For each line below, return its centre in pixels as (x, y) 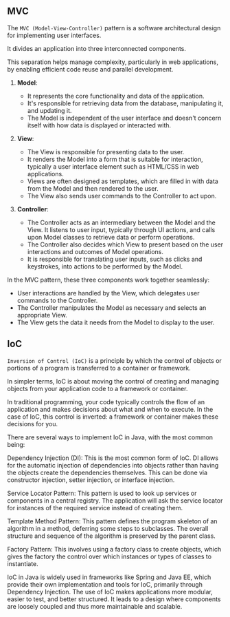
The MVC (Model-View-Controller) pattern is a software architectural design (114, 28)
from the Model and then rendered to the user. (93, 188)
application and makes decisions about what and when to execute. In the (110, 409)
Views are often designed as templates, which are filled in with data (123, 181)
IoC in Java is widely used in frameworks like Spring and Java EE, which (109, 577)
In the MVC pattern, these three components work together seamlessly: (108, 280)
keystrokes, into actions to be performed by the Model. (105, 266)
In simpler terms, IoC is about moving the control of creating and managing (113, 381)
